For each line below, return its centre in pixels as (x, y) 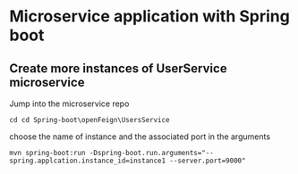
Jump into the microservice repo (69, 104)
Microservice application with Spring (150, 17)
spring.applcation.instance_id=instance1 (88, 161)
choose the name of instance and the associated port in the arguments (140, 137)
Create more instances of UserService (118, 68)
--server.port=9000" (208, 161)
